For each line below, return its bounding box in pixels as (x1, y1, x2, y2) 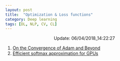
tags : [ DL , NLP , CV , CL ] (5, 21, 57, 27)
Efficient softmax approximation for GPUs (12, 50, 98, 56)
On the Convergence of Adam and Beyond (12, 45, 100, 51)
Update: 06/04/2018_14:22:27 (53, 35, 115, 41)
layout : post (5, 7, 33, 13)
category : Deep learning (5, 17, 57, 22)
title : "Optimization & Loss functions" (5, 12, 93, 17)
